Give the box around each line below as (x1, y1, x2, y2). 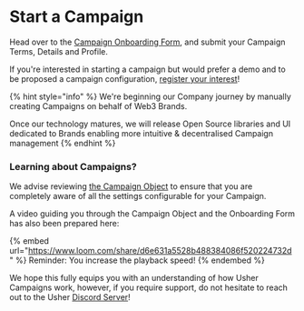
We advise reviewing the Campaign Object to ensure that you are (9, 181, 253, 192)
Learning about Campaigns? (9, 160, 138, 173)
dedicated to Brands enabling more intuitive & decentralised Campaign (9, 127, 274, 138)
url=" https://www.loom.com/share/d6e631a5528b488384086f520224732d (9, 246, 292, 256)
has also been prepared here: (9, 218, 120, 229)
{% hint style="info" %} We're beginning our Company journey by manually (9, 91, 292, 102)
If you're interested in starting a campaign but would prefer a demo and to (9, 64, 286, 75)
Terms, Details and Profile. (9, 45, 109, 56)
